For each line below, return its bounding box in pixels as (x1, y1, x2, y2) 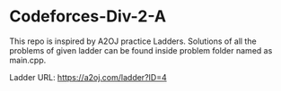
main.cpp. (9, 54, 47, 65)
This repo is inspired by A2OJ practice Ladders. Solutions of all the (9, 36, 258, 46)
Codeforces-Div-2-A (9, 6, 167, 27)
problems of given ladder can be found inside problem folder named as (9, 45, 273, 55)
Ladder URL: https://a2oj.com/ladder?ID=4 (9, 71, 168, 82)
